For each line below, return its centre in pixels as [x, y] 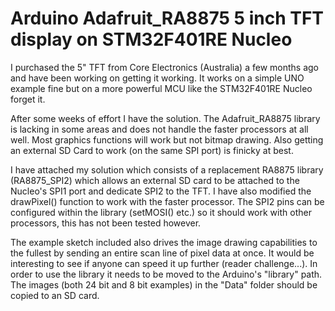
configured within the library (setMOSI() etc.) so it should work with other [161, 212]
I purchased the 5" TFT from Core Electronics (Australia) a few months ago [164, 67]
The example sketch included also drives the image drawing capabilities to [164, 242]
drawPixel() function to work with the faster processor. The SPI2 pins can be [167, 201]
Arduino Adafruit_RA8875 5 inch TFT [167, 18]
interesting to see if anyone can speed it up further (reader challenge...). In [164, 263]
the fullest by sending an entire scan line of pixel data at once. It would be [162, 253]
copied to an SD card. [55, 295]
